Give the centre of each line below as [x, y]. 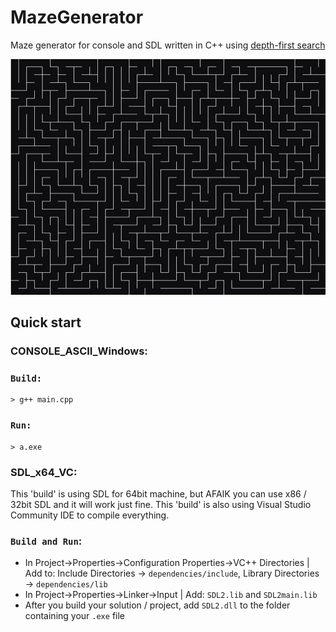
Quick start [46, 322]
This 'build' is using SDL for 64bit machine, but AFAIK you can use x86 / [158, 493]
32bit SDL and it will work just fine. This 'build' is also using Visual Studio [161, 504]
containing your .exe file [74, 616]
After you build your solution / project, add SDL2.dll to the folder [157, 605]
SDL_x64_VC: [44, 472]
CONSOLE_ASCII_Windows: [79, 351]
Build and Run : [46, 541]
